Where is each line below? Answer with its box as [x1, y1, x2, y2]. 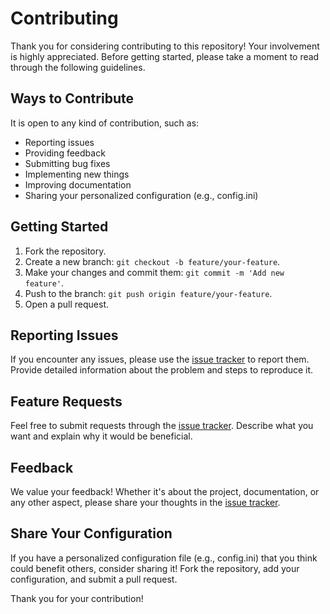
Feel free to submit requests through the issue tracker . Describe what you [10, 420, 314, 432]
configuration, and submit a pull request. [10, 573, 178, 585]
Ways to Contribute [10, 90, 134, 107]
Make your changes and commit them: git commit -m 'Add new [24, 266, 285, 278]
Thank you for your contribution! [10, 592, 144, 604]
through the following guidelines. [10, 61, 146, 73]
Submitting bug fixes [24, 157, 111, 169]
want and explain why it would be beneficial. [10, 430, 193, 442]
